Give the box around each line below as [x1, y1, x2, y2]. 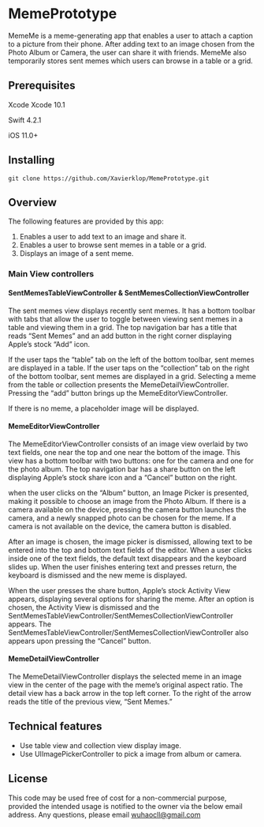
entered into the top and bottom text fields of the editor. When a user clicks [8, 545, 252, 554]
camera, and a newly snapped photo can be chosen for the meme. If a [8, 513, 236, 522]
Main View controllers [8, 269, 95, 280]
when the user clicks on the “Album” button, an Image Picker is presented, [8, 487, 250, 498]
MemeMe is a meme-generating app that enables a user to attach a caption [8, 31, 254, 40]
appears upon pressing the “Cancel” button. [8, 636, 151, 645]
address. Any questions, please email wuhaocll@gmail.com [8, 810, 201, 819]
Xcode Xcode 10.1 [8, 100, 65, 109]
